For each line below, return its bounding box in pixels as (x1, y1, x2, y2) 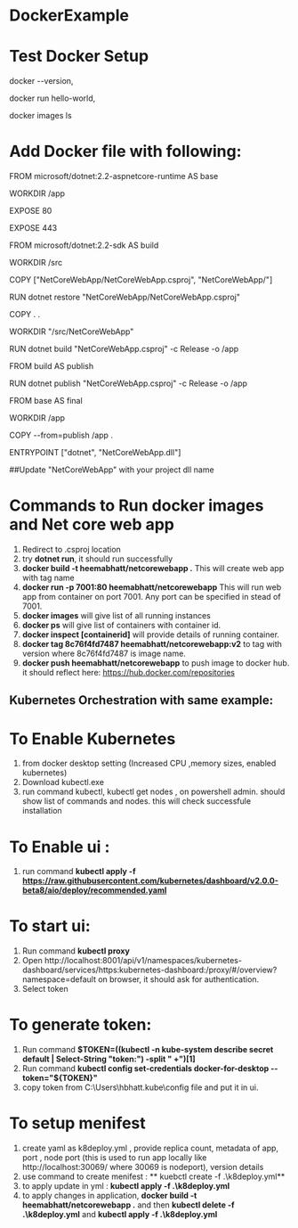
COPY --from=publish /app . (9, 430, 114, 441)
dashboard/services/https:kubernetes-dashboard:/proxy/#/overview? (21, 964, 278, 976)
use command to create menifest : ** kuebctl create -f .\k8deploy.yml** (21, 1171, 286, 1182)
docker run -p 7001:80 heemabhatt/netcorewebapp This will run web (21, 582, 282, 593)
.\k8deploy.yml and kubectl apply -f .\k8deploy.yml (21, 1209, 218, 1220)
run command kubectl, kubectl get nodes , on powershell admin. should (21, 786, 286, 798)
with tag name (21, 572, 76, 583)
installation (21, 806, 62, 816)
